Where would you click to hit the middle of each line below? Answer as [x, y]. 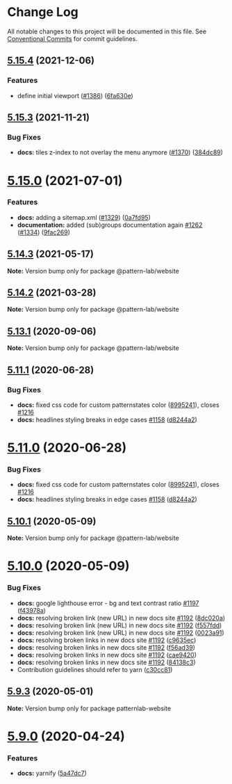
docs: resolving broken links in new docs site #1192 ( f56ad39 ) [106, 647]
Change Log [43, 12]
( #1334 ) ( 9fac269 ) [44, 232]
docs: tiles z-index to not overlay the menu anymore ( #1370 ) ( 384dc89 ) [120, 152]
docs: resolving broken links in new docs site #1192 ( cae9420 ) [107, 655]
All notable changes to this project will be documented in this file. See [107, 31]
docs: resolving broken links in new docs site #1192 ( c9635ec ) [107, 640]
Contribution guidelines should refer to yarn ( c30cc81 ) [95, 669]
